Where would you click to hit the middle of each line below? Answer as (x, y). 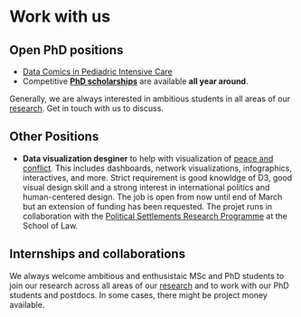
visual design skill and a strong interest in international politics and (146, 187)
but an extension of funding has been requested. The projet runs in (147, 206)
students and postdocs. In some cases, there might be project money (139, 294)
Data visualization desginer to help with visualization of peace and (148, 158)
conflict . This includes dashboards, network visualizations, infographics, (157, 168)
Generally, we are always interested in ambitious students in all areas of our (150, 98)
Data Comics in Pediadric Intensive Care (98, 71)
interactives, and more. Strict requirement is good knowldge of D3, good (157, 177)
